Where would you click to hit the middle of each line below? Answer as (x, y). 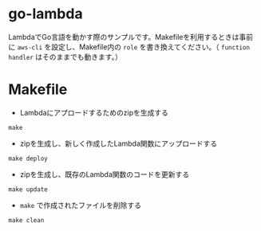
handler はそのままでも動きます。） (65, 57)
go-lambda (45, 14)
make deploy (28, 159)
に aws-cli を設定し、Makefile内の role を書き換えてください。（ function (129, 47)
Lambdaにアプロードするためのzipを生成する (94, 112)
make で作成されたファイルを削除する (81, 205)
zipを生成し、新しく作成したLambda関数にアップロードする (119, 143)
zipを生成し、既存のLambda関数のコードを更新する (105, 174)
